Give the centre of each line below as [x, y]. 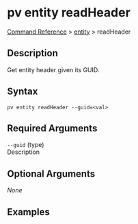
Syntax [23, 92]
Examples [28, 212]
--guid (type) [26, 145]
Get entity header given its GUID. [53, 69]
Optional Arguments [51, 173]
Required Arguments [52, 128]
